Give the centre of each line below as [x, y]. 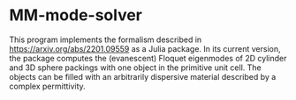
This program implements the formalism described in [106, 39]
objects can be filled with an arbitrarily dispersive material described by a [143, 76]
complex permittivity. [47, 86]
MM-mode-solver [76, 15]
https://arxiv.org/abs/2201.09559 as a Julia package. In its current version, [145, 48]
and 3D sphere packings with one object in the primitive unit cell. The [136, 68]
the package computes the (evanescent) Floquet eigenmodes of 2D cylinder [148, 58]
